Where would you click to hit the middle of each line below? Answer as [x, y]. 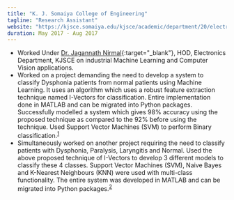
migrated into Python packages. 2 [65, 187]
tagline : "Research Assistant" [53, 20]
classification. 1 [38, 135]
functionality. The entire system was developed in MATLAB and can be [119, 180]
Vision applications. [46, 68]
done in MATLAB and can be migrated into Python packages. [105, 105]
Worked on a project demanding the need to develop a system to [110, 75]
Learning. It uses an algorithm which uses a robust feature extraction [116, 90]
